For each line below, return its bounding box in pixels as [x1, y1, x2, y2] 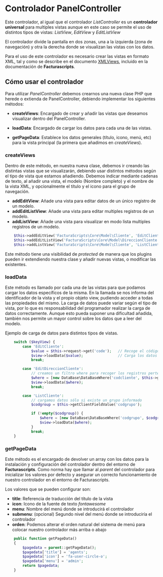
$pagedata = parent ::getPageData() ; [22, 545, 97, 550]
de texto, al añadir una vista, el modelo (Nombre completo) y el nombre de [5, 178, 154, 184]
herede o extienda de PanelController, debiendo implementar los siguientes [5, 96, 156, 102]
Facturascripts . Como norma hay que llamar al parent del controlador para [5, 466, 155, 472]
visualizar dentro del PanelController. [12, 115, 86, 122]
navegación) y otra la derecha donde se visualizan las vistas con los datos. [5, 44, 155, 50]
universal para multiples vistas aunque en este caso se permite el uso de [5, 24, 152, 30]
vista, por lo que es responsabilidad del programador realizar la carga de [5, 305, 150, 311]
